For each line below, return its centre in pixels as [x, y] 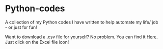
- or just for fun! [21, 27]
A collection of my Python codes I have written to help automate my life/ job [82, 22]
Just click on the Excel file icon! [37, 42]
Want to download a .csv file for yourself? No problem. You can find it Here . [81, 37]
